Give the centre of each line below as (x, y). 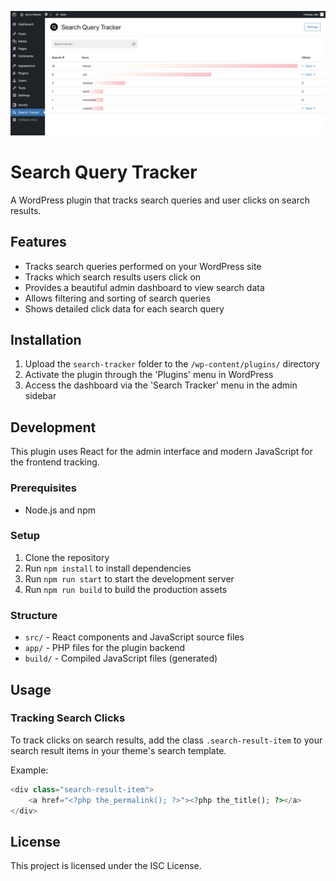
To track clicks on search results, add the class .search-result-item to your (166, 740)
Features (38, 242)
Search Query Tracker (104, 172)
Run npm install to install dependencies (108, 568)
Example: (29, 770)
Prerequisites (43, 488)
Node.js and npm (60, 510)
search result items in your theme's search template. (118, 750)
